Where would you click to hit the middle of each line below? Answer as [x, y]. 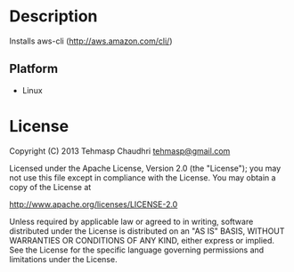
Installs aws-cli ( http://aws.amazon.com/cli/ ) [91, 41]
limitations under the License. [63, 259]
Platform [34, 69]
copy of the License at [50, 187]
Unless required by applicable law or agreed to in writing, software [131, 221]
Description [53, 16]
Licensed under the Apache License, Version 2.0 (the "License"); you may [145, 168]
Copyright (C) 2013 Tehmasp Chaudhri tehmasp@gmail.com [120, 151]
